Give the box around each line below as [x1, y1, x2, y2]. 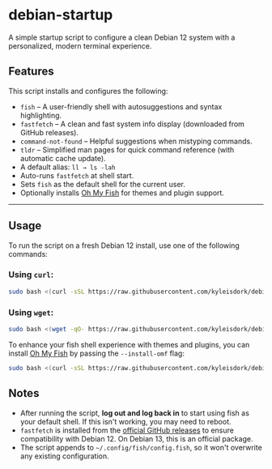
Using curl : [8, 269, 54, 280]
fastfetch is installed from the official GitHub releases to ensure [19, 425, 235, 435]
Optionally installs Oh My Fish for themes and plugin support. [19, 188, 225, 198]
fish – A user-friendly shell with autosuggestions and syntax [19, 101, 223, 111]
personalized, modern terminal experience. [8, 41, 152, 50]
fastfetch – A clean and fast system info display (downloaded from [19, 119, 245, 129]
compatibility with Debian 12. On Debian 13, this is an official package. [19, 433, 253, 443]
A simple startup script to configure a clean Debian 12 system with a [8, 32, 236, 42]
